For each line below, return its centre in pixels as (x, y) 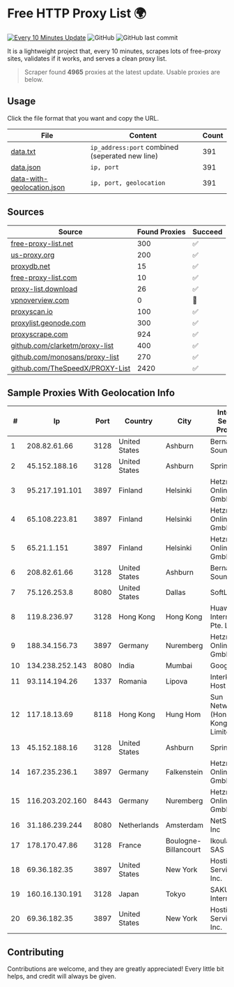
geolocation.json (38, 187)
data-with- (30, 179)
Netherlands (138, 825)
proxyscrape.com (39, 334)
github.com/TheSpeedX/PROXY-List (71, 368)
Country (139, 421)
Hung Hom (183, 714)
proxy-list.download (44, 289)
